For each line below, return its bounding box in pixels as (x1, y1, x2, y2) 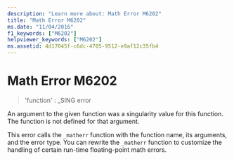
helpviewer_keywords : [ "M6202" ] (7, 36, 102, 43)
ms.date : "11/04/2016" (7, 23, 74, 30)
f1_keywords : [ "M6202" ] (7, 29, 77, 37)
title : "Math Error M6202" (7, 17, 86, 24)
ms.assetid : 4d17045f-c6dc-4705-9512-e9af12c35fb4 (7, 43, 159, 50)
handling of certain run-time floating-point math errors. (7, 145, 167, 154)
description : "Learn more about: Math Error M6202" (7, 10, 162, 17)
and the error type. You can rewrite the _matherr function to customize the (7, 138, 223, 146)
